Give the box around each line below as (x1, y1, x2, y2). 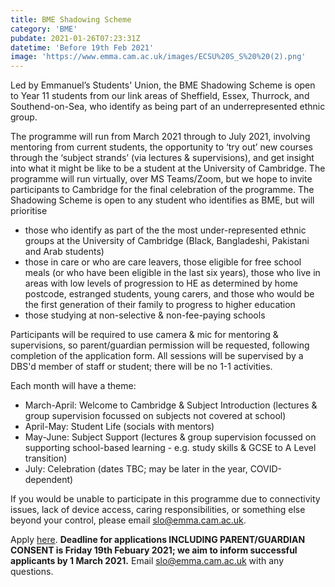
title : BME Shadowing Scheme (10, 14, 132, 25)
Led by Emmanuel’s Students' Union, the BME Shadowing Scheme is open (10, 79, 316, 91)
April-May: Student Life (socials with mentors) (24, 421, 215, 433)
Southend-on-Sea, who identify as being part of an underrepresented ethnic (10, 101, 326, 113)
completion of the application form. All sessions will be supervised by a (10, 350, 304, 362)
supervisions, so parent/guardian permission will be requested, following (10, 339, 310, 351)
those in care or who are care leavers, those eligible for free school (24, 256, 302, 268)
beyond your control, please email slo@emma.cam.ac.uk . (10, 514, 247, 526)
